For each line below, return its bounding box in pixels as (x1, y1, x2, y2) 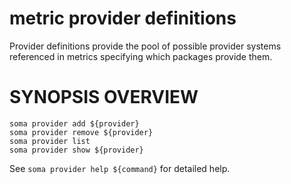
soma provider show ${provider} (9, 145, 144, 155)
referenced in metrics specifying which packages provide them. (9, 50, 273, 62)
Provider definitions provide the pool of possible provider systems (9, 40, 282, 52)
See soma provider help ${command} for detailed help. (9, 162, 231, 174)
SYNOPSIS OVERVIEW (9, 86, 199, 109)
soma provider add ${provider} (9, 118, 140, 129)
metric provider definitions (9, 7, 237, 30)
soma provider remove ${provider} (9, 127, 154, 137)
